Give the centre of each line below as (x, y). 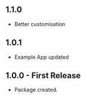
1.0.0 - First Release (43, 76)
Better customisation (40, 24)
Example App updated (41, 57)
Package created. (36, 90)
